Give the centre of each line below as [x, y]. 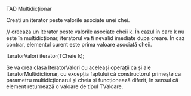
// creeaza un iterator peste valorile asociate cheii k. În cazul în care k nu [95, 32]
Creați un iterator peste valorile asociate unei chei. [68, 20]
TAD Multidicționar [29, 9]
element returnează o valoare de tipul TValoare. [65, 86]
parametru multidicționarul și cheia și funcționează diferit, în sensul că [93, 80]
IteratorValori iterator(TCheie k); [45, 56]
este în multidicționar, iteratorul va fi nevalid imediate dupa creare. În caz [95, 38]
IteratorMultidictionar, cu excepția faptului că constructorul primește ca [94, 74]
